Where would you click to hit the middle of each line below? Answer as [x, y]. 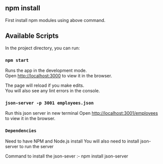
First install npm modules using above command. [55, 20]
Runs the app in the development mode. [46, 70]
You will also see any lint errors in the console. [53, 90]
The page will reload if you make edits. [45, 85]
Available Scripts [32, 36]
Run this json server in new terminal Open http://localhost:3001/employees [81, 113]
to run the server [37, 146]
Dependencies [21, 131]
